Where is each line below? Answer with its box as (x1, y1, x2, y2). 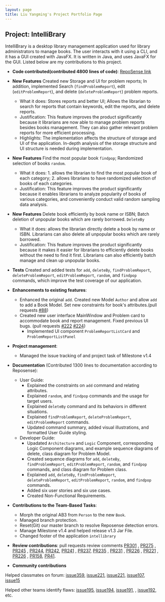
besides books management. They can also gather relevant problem (19, 125, 158, 131)
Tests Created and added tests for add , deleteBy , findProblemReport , (12, 267, 152, 273)
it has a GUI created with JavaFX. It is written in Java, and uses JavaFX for (5, 54, 156, 60)
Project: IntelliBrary (5, 30, 66, 39)
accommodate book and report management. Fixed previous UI (19, 318, 149, 324)
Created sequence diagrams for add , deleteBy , (27, 456, 121, 462)
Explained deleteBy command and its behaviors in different (27, 404, 147, 410)
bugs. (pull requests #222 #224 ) (19, 323, 86, 329)
